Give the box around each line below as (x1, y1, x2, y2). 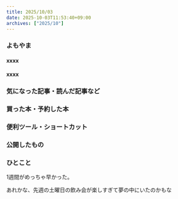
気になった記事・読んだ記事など (6, 87, 101, 96)
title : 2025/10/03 (6, 9, 53, 15)
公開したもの (6, 141, 44, 149)
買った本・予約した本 (6, 105, 69, 113)
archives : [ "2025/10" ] (6, 20, 64, 26)
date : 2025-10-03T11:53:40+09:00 (6, 15, 91, 21)
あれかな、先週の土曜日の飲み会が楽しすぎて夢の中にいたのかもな (6, 186, 172, 194)
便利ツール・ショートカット (6, 123, 88, 131)
